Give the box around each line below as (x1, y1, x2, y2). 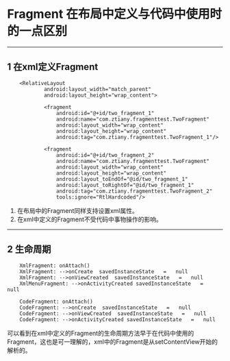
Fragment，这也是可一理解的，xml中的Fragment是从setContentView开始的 (7, 337, 218, 346)
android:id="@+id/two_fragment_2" (55, 151, 155, 158)
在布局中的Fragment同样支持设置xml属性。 (16, 206, 138, 214)
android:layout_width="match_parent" (43, 86, 152, 92)
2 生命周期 (7, 244, 51, 256)
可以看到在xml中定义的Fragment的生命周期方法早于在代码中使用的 (7, 329, 194, 337)
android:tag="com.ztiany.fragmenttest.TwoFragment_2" (55, 188, 213, 195)
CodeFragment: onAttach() (19, 298, 94, 305)
